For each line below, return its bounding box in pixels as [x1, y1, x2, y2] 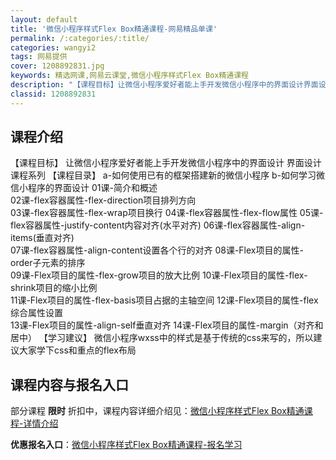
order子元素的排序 [10, 257, 86, 269]
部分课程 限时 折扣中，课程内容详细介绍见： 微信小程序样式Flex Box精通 [10, 405, 305, 417]
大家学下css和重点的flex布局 [18, 344, 137, 356]
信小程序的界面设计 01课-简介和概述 [10, 182, 158, 194]
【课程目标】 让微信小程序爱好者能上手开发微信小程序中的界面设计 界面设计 [10, 157, 322, 169]
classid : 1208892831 [10, 89, 97, 99]
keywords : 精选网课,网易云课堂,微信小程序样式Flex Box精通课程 [10, 71, 250, 81]
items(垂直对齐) [10, 232, 75, 244]
